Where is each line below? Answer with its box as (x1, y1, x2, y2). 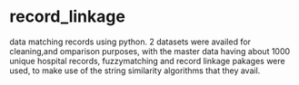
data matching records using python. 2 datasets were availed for (9, 36, 252, 47)
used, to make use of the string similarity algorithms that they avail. (9, 65, 261, 76)
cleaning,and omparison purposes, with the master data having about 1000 (9, 45, 291, 56)
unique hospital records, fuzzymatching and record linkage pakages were (9, 55, 285, 66)
